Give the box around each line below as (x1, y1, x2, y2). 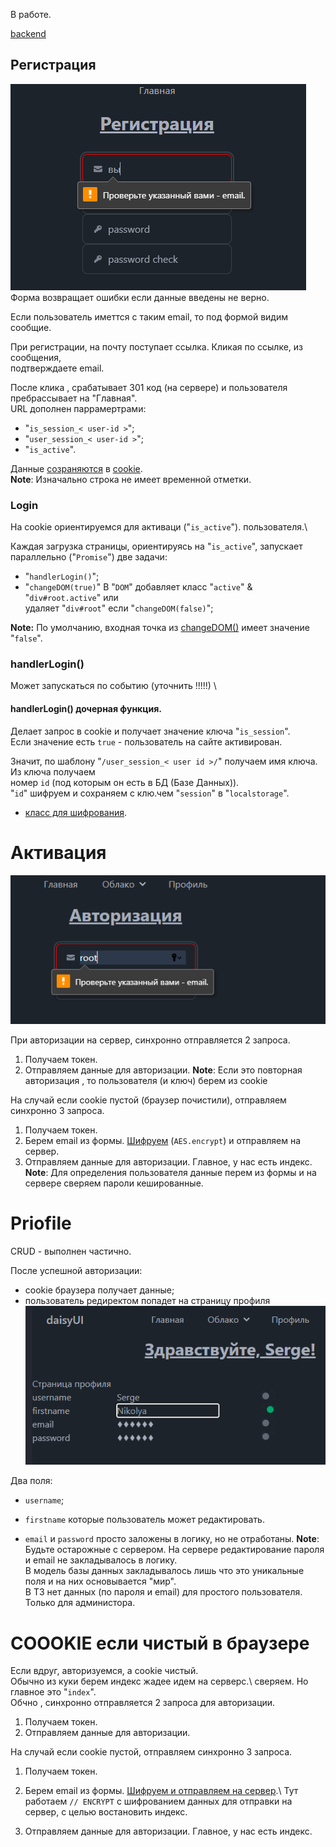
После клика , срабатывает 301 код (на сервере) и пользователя (10, 381, 288, 393)
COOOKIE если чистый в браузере (10, 1632, 310, 1654)
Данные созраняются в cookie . (10, 462, 143, 474)
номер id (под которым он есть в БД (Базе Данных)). (10, 776, 240, 788)
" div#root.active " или (24, 592, 119, 604)
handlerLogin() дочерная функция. (10, 703, 162, 714)
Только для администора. (24, 1597, 136, 1609)
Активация (10, 841, 107, 864)
